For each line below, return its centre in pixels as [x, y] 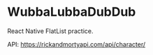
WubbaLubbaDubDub [72, 12]
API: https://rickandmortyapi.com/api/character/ [76, 44]
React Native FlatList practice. [50, 31]
